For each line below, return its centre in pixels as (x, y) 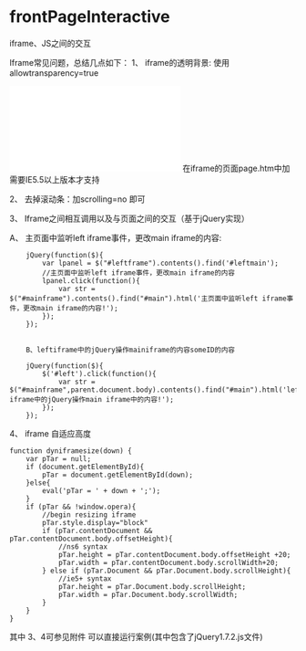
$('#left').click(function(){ (99, 373)
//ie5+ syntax (85, 578)
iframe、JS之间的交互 (51, 43)
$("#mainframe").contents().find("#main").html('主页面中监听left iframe (148, 299)
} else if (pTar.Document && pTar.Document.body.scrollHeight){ (167, 571)
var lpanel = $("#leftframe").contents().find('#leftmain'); (161, 263)
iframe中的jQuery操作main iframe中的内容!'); (92, 399)
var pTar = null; (59, 458)
